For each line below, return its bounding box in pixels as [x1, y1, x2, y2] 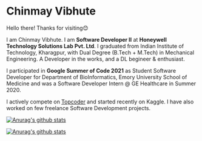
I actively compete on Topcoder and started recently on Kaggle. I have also [6, 98, 194, 105]
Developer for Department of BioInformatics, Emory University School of [6, 73, 187, 80]
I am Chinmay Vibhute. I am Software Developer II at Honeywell [6, 36, 167, 43]
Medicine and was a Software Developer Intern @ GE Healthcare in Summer [6, 80, 196, 87]
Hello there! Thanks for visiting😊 [6, 24, 89, 31]
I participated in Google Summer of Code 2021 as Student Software [6, 67, 177, 74]
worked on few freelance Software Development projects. [6, 104, 151, 111]
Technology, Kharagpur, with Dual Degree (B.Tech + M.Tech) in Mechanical [6, 48, 195, 56]
